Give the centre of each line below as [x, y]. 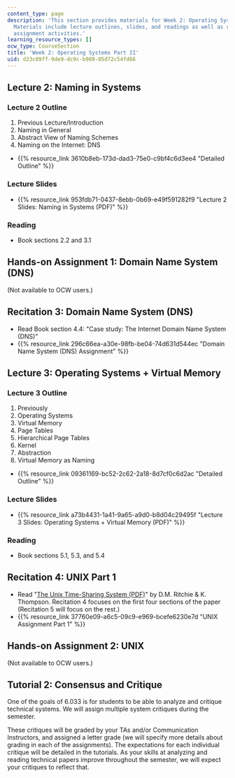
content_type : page [36, 14]
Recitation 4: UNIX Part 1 [62, 578]
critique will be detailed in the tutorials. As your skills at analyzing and [107, 752]
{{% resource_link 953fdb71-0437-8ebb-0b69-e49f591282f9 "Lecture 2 [122, 199]
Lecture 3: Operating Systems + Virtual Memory [114, 373]
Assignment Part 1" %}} [51, 624]
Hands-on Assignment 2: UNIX [76, 646]
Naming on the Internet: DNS [59, 145]
